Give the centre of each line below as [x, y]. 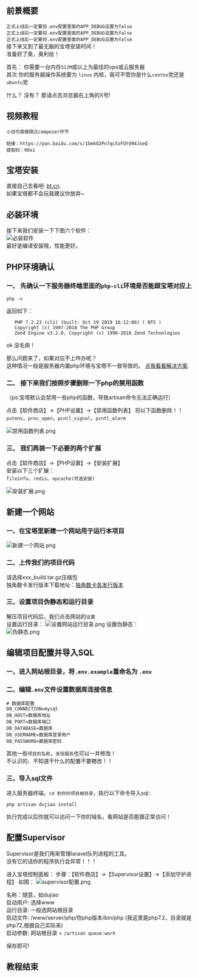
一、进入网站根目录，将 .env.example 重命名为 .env [79, 671]
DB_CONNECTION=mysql [32, 709]
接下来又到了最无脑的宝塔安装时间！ [52, 46]
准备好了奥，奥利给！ [33, 54]
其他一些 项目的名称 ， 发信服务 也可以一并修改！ [61, 753]
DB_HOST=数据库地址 [29, 715]
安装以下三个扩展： [30, 470]
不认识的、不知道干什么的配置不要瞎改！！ [60, 761]
